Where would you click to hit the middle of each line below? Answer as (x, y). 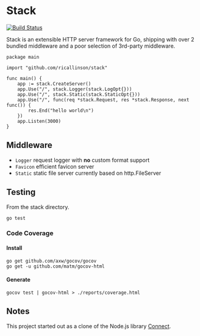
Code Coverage (30, 233)
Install (14, 248)
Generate (18, 280)
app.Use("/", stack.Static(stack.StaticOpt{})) (79, 94)
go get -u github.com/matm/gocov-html (55, 266)
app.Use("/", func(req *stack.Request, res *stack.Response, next (103, 100)
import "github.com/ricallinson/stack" (57, 68)
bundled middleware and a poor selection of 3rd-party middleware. (91, 46)
